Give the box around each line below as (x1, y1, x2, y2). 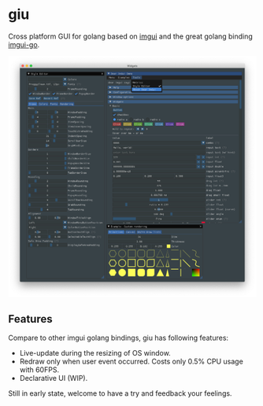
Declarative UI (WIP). (19, 374, 88, 383)
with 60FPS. (19, 365, 60, 375)
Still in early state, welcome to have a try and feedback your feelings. (8, 389, 232, 398)
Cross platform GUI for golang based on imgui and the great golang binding (8, 31, 254, 41)
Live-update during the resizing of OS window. (19, 349, 171, 358)
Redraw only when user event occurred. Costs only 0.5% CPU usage (19, 356, 244, 367)
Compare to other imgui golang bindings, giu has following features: (8, 333, 229, 343)
